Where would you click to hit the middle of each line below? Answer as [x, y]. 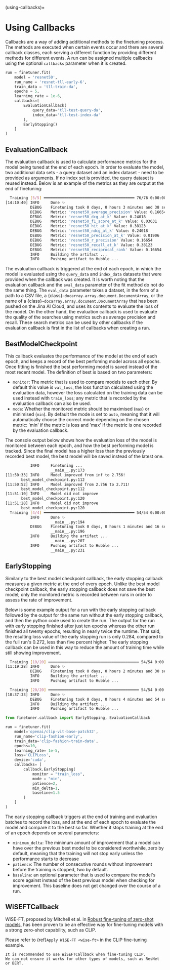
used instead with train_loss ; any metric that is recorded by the [79, 398]
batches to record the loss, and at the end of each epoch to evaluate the [80, 822]
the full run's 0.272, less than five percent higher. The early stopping [77, 642]
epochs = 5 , [27, 91]
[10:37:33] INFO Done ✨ [35, 695]
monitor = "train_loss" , [58, 774]
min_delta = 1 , [46, 788]
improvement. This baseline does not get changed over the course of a [87, 885]
